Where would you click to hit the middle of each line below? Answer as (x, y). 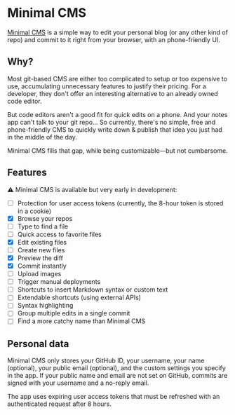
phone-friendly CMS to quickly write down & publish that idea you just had (115, 129)
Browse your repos (45, 218)
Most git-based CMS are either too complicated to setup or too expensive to (117, 79)
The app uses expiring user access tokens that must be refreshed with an (114, 397)
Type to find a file (43, 226)
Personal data (38, 344)
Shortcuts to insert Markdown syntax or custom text (93, 290)
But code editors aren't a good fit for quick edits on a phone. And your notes (117, 114)
